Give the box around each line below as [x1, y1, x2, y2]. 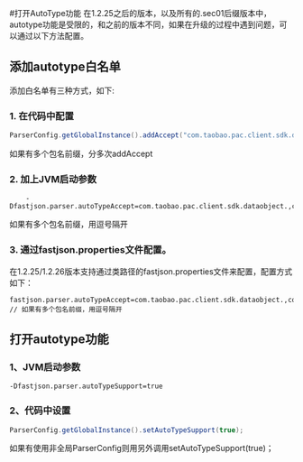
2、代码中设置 [9, 404, 71, 417]
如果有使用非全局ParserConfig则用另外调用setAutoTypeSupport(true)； [9, 443, 274, 454]
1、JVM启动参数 [9, 360, 81, 373]
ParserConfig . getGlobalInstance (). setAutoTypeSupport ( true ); [9, 425, 244, 435]
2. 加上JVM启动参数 [9, 172, 97, 185]
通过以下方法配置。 [16, 31, 88, 41]
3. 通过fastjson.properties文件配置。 [9, 244, 171, 256]
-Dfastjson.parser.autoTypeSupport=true [9, 382, 164, 391]
